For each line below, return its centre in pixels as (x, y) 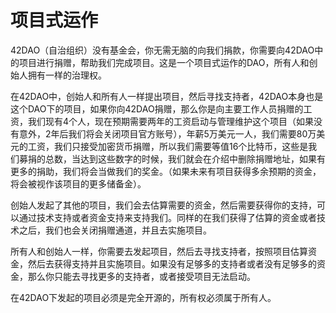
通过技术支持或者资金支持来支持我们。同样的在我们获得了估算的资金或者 (167, 217)
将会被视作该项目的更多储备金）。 (78, 183)
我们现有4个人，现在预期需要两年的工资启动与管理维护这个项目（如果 (171, 121)
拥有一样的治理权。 (67, 75)
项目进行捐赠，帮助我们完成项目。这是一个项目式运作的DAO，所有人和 (164, 62)
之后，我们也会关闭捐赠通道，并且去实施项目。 (115, 230)
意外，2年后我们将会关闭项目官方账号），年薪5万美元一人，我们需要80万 (167, 133)
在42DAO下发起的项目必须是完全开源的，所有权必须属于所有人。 (143, 297)
